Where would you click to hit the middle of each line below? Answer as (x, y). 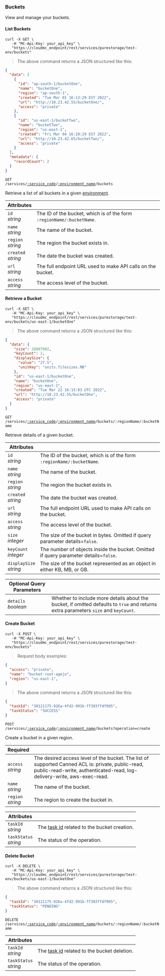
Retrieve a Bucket (23, 299)
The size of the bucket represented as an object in (98, 563)
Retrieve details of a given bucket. (40, 435)
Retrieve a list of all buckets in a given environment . (57, 193)
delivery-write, (51, 776)
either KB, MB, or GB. (64, 569)
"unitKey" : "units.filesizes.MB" (52, 367)
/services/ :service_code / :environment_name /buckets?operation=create (78, 728)
